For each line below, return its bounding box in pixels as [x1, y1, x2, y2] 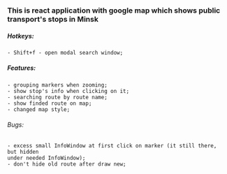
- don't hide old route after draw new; [7, 161, 127, 168]
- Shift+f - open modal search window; [7, 49, 124, 56]
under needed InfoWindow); [7, 154, 86, 162]
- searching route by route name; [7, 94, 108, 101]
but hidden [7, 149, 39, 156]
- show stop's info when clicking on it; [7, 87, 130, 94]
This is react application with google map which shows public [7, 6, 221, 15]
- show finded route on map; [7, 100, 92, 107]
